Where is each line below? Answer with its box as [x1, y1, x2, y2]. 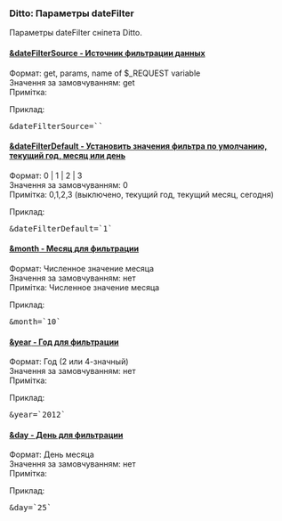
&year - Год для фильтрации [9, 337, 119, 347]
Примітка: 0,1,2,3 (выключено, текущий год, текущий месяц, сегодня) [9, 189, 274, 199]
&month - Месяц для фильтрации [9, 243, 140, 254]
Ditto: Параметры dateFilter [9, 7, 135, 20]
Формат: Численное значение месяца [9, 263, 154, 273]
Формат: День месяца [9, 449, 95, 460]
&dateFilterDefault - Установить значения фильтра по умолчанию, [9, 141, 268, 151]
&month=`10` [9, 316, 61, 327]
